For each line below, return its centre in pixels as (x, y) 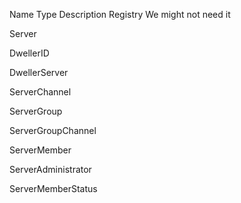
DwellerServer (39, 72)
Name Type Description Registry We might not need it (120, 14)
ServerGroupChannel (53, 130)
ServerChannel (40, 92)
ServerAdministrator (50, 169)
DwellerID (29, 53)
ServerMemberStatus (53, 188)
